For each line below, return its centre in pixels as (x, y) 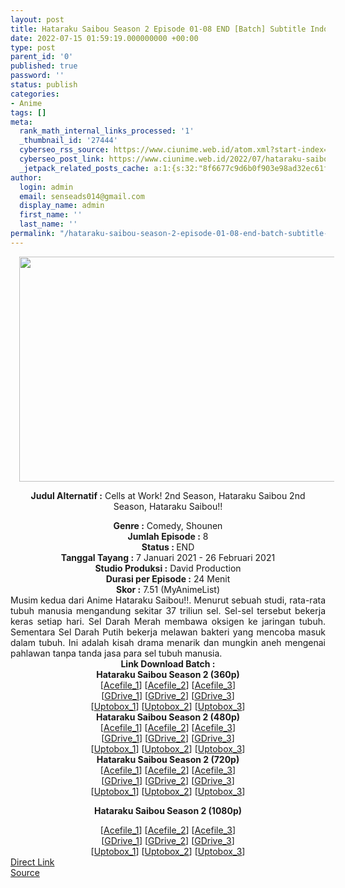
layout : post (37, 19)
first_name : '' (51, 215)
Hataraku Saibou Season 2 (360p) (168, 674)
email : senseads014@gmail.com (82, 196)
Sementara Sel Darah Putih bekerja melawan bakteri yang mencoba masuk (168, 632)
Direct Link (32, 862)
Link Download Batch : (168, 663)
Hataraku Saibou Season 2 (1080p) (167, 810)
